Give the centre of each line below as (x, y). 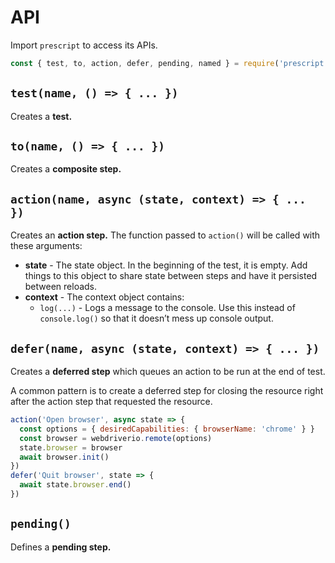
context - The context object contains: (104, 297)
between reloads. (61, 287)
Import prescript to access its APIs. (84, 45)
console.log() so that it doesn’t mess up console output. (156, 318)
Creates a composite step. (66, 169)
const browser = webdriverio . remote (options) (116, 438)
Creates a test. (41, 116)
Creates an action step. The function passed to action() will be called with (165, 235)
